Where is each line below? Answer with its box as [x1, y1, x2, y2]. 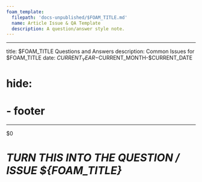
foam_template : [6, 8, 44, 15]
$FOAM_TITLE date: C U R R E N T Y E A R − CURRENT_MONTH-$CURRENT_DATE [6, 54, 193, 63]
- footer [6, 104, 45, 118]
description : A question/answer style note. [11, 25, 125, 32]
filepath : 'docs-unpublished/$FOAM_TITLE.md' [11, 14, 128, 20]
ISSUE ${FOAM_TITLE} [6, 164, 122, 178]
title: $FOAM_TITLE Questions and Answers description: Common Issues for [6, 48, 195, 55]
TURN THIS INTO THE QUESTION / [6, 151, 180, 165]
